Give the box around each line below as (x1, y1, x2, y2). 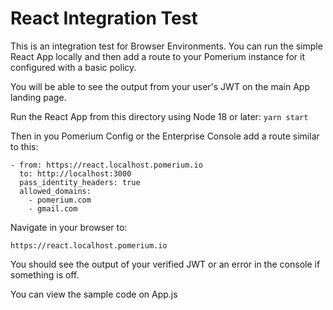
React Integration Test (10, 7, 198, 30)
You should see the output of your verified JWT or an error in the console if (10, 258, 321, 270)
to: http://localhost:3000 (19, 168, 132, 179)
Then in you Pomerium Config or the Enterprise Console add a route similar (10, 130, 320, 142)
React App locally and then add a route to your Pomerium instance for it (10, 50, 306, 62)
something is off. (10, 268, 80, 281)
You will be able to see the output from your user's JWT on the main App (10, 80, 310, 92)
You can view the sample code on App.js (10, 288, 178, 300)
